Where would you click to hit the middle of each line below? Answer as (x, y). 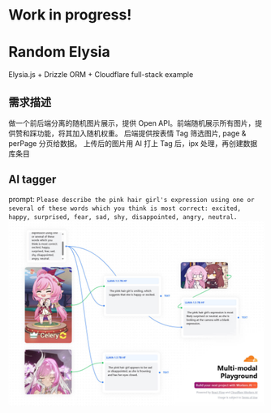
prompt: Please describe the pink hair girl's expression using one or (131, 199)
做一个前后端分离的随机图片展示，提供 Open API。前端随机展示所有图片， (132, 123)
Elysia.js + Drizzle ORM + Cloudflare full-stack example (101, 75)
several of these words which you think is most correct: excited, (125, 209)
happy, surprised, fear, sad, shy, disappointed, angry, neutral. (123, 217)
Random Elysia (60, 52)
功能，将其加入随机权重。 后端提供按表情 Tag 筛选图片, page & (141, 133)
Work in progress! (70, 15)
